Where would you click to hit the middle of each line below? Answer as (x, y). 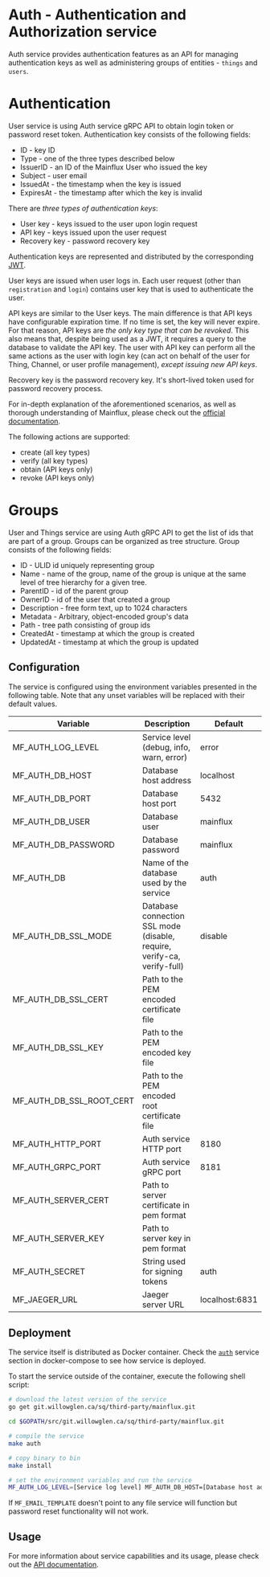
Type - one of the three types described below (97, 158)
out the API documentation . (53, 1565)
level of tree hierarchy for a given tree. (83, 582)
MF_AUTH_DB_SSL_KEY (58, 1048)
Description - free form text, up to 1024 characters (103, 607)
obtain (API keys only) (56, 469)
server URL (163, 1305)
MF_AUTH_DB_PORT (52, 799)
